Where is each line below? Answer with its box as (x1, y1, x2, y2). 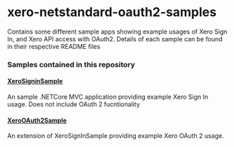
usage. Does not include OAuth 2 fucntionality (7, 100, 140, 108)
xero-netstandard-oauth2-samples (7, 4, 217, 20)
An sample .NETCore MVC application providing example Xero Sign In (7, 92, 209, 101)
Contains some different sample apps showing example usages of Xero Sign (7, 27, 228, 36)
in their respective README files (7, 42, 100, 50)
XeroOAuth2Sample (7, 116, 67, 125)
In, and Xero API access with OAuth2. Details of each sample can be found (7, 34, 223, 43)
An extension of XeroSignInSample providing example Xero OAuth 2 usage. (7, 132, 224, 140)
